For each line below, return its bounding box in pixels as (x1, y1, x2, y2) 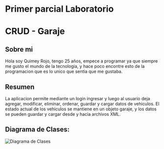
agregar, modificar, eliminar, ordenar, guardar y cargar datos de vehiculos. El (5, 101, 160, 106)
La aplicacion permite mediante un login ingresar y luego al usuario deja (5, 96, 150, 101)
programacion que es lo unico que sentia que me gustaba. (5, 68, 123, 74)
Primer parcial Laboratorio (5, 3, 114, 15)
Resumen (5, 83, 35, 91)
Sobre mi (5, 45, 33, 53)
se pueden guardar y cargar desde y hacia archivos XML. (5, 111, 121, 117)
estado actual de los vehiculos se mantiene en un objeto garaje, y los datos (5, 106, 157, 112)
